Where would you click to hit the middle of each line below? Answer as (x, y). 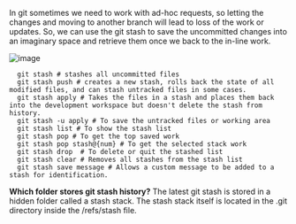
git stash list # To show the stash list (95, 128)
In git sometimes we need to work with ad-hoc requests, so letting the (137, 13)
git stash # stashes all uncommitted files (98, 74)
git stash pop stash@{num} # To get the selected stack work (132, 144)
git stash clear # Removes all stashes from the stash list (130, 159)
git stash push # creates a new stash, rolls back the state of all (146, 82)
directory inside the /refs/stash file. (73, 210)
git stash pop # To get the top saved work (98, 136)
